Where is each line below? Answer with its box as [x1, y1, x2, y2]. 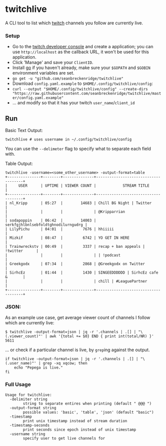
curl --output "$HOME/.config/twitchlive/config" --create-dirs [12, 87, 148, 92]
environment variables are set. [12, 70, 75, 76]
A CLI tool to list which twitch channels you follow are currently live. [5, 20, 144, 26]
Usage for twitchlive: [5, 392, 52, 397]
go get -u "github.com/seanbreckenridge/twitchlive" [12, 76, 124, 81]
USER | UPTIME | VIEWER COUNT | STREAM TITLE [18, 183, 150, 188]
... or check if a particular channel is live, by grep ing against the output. [5, 347, 150, 353]
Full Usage [5, 381, 31, 388]
